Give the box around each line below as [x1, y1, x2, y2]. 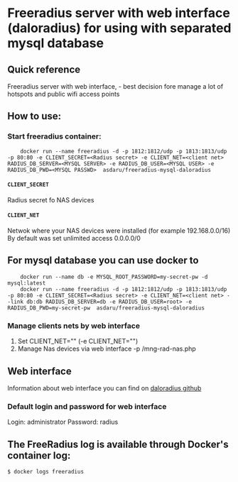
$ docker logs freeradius [7, 469, 84, 476]
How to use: [7, 110, 62, 122]
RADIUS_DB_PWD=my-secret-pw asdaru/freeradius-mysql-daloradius [7, 304, 205, 312]
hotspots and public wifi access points [7, 90, 120, 98]
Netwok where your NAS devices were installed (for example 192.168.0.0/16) [7, 226, 231, 235]
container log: [7, 449, 71, 461]
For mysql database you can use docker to [7, 254, 199, 267]
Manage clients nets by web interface [7, 321, 141, 331]
